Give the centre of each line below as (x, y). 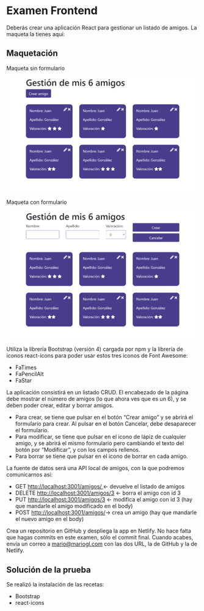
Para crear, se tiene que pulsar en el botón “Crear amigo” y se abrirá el (104, 418)
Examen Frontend (52, 11)
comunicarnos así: (30, 474)
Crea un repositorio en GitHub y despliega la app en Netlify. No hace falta (99, 531)
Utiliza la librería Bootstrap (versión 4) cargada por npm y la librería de (95, 349)
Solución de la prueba (49, 570)
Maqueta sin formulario (36, 68)
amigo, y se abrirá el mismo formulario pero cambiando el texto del (100, 443)
